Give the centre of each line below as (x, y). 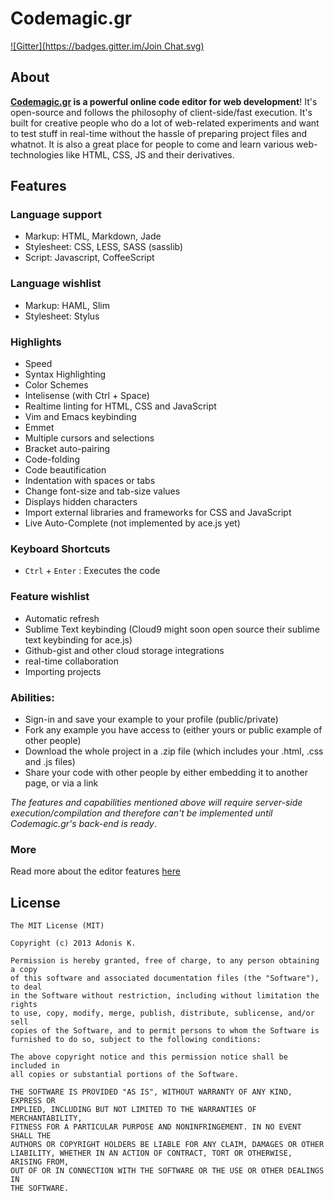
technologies (37, 154)
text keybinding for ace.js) (78, 639)
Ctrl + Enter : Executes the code (92, 571)
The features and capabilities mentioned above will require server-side (156, 802)
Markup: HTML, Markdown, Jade (93, 236)
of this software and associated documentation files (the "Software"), (165, 978)
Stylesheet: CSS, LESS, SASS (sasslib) (104, 247)
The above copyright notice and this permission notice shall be (149, 1057)
